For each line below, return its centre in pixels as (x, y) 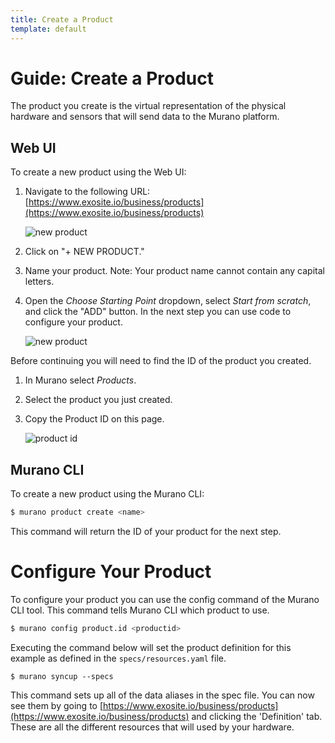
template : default (48, 29)
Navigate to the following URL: (87, 192)
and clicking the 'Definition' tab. (257, 716)
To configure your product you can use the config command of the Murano (165, 599)
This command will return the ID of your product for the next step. (146, 531)
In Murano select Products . (80, 380)
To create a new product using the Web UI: (98, 172)
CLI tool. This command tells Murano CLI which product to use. (140, 610)
